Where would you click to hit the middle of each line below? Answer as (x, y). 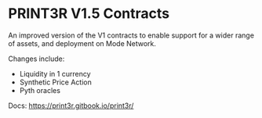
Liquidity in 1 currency (55, 73)
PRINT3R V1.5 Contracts (89, 14)
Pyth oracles (40, 90)
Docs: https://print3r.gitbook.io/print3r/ (71, 105)
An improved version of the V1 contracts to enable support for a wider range (131, 35)
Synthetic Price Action (55, 82)
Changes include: (36, 59)
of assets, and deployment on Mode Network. (82, 43)
